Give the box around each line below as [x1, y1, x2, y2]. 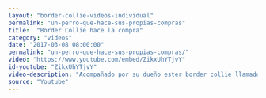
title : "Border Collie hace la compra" [8, 26, 144, 34]
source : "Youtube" [8, 77, 69, 85]
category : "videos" [8, 33, 73, 42]
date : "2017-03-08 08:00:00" [8, 41, 104, 49]
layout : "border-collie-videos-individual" [8, 11, 154, 20]
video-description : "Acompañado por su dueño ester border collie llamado [8, 70, 260, 78]
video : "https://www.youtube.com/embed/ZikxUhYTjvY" [8, 56, 186, 64]
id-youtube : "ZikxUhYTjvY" [8, 63, 97, 71]
